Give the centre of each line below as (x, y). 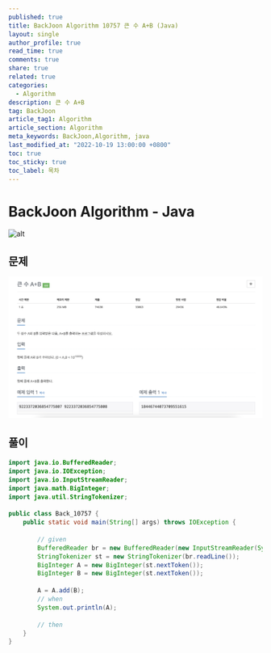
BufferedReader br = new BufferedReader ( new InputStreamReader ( (148, 548)
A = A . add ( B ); (61, 591)
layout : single (34, 34)
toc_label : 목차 (34, 171)
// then (50, 625)
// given (52, 539)
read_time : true (35, 51)
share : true (28, 69)
